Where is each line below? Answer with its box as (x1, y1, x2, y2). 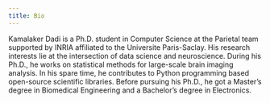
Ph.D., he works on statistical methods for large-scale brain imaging (8, 60, 234, 69)
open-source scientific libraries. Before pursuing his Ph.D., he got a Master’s (8, 76, 262, 86)
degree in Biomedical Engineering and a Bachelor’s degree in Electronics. (8, 85, 252, 95)
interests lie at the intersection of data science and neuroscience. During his (8, 51, 262, 60)
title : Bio (8, 11, 45, 20)
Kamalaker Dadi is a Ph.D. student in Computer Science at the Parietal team (8, 34, 260, 43)
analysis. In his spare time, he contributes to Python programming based (8, 68, 250, 77)
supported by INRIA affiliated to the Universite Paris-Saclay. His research (8, 42, 251, 52)
